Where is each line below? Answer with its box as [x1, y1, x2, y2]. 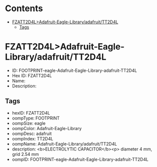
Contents [5, 3, 43, 14]
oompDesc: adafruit [12, 131, 52, 136]
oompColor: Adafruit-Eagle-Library [12, 125, 82, 131]
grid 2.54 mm [12, 151, 39, 157]
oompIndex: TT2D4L [12, 135, 54, 141]
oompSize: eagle [12, 120, 46, 126]
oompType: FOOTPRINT [12, 115, 60, 121]
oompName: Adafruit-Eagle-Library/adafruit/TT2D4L [12, 141, 117, 147]
